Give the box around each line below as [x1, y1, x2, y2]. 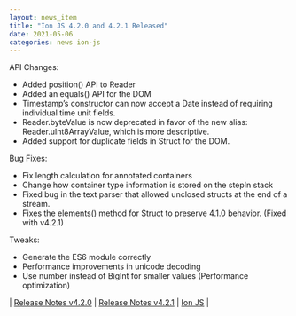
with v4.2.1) [21, 217, 65, 228]
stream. [21, 199, 51, 209]
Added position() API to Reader [21, 79, 136, 90]
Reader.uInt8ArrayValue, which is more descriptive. [21, 126, 210, 138]
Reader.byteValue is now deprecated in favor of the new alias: [21, 117, 248, 128]
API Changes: [9, 62, 59, 73]
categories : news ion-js [9, 37, 101, 47]
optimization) [21, 280, 71, 291]
